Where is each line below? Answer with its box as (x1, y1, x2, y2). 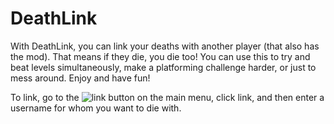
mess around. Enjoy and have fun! (10, 72, 151, 84)
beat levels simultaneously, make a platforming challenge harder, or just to (10, 61, 317, 73)
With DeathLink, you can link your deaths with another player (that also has (10, 40, 320, 52)
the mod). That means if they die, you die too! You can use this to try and (10, 50, 311, 62)
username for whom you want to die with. (10, 102, 182, 114)
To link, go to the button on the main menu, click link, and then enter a (10, 91, 325, 103)
